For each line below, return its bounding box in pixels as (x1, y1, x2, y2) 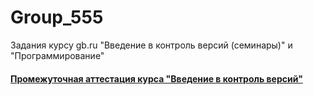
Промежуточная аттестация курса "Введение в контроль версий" (10, 72, 303, 85)
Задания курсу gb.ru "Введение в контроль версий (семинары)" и (10, 39, 293, 51)
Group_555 (10, 6, 104, 29)
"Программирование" (10, 49, 105, 61)
